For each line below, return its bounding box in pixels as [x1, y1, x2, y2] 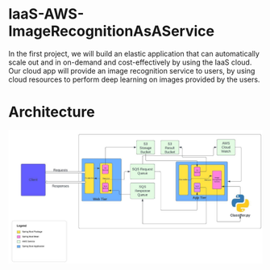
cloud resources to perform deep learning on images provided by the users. [8, 74, 260, 84]
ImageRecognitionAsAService [8, 22, 215, 40]
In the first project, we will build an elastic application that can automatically [8, 49, 260, 58]
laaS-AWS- [8, 5, 85, 23]
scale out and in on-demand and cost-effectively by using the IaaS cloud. [8, 57, 252, 67]
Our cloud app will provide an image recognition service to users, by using [8, 65, 255, 75]
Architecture [8, 103, 95, 121]
